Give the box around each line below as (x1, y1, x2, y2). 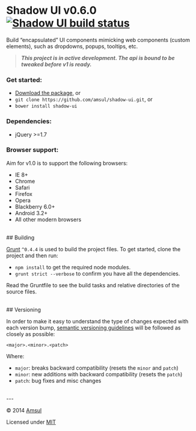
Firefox (14, 190, 33, 197)
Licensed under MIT (6, 418, 56, 426)
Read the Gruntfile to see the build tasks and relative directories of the (6, 281, 180, 289)
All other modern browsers (14, 216, 82, 223)
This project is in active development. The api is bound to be (20, 54, 176, 61)
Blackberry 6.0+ (14, 203, 55, 210)
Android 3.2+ (14, 209, 48, 216)
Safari (14, 184, 30, 191)
